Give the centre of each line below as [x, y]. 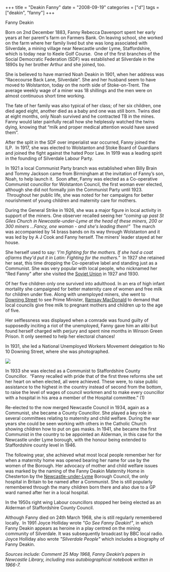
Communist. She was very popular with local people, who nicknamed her [81, 268]
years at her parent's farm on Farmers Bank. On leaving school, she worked [84, 38]
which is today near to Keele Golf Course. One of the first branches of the [83, 54]
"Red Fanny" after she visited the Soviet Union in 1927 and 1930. [72, 274]
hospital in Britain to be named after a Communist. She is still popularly [79, 482]
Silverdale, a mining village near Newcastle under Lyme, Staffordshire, [78, 48]
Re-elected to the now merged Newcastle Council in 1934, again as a [77, 407]
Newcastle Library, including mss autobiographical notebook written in [79, 559]
